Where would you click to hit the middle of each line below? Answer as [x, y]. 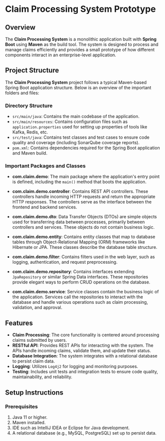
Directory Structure [29, 106]
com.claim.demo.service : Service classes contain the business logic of [85, 292]
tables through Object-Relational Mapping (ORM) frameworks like [79, 242]
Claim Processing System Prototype [81, 9]
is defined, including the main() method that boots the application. [79, 182]
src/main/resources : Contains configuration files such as [70, 121]
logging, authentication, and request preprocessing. [65, 262]
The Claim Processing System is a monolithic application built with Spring [81, 39]
